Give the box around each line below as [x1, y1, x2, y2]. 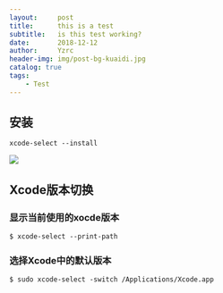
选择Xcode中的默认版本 [9, 255, 112, 267]
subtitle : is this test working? [9, 29, 142, 38]
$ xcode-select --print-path [9, 232, 118, 241]
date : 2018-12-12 [9, 38, 99, 47]
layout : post [9, 13, 74, 22]
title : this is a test [9, 21, 115, 30]
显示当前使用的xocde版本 [9, 211, 120, 223]
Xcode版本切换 [9, 182, 94, 197]
